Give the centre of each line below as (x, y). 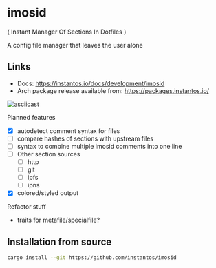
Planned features (31, 117)
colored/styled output (48, 193)
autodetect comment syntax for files (68, 131)
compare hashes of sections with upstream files (85, 138)
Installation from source (60, 241)
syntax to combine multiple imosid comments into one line (99, 146)
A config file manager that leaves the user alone (75, 45)
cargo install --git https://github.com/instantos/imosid (92, 258)
